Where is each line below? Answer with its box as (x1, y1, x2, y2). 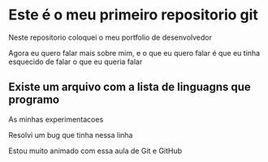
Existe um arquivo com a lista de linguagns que (8, 80, 252, 94)
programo (8, 93, 59, 107)
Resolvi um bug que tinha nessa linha (8, 130, 133, 139)
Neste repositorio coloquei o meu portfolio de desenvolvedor (8, 32, 213, 42)
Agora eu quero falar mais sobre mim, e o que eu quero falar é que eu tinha (8, 48, 261, 58)
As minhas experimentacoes (8, 114, 104, 124)
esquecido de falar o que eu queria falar (8, 57, 143, 66)
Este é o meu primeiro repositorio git (8, 6, 258, 24)
